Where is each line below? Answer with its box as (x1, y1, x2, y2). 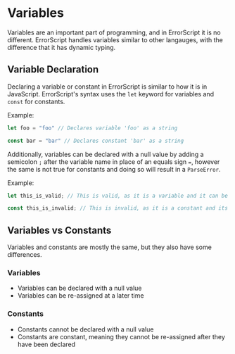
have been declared (17, 340, 76, 348)
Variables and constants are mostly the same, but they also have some (7, 243, 212, 251)
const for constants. (7, 97, 65, 106)
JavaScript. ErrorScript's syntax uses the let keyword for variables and (7, 89, 215, 98)
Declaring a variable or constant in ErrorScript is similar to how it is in (7, 82, 208, 91)
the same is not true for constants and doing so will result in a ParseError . (7, 165, 221, 173)
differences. (7, 251, 42, 259)
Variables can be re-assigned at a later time (17, 291, 144, 300)
